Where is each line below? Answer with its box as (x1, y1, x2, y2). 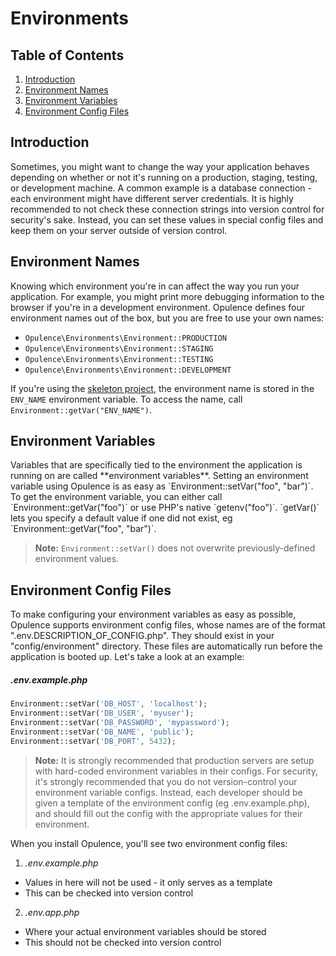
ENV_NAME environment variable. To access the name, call (10, 393, 243, 405)
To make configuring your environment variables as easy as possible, (10, 608, 297, 621)
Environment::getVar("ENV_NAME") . (10, 403, 152, 416)
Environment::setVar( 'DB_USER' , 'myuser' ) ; (10, 708, 195, 719)
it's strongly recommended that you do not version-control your (34, 775, 298, 787)
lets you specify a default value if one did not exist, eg (10, 512, 233, 524)
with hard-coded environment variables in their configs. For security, (34, 765, 318, 777)
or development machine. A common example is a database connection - (10, 182, 313, 194)
